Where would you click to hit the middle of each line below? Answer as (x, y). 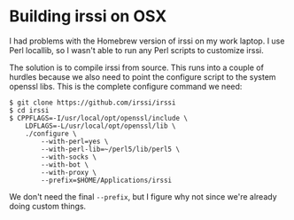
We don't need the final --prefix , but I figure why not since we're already (143, 196)
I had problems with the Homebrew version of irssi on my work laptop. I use (147, 41)
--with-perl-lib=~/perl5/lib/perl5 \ (110, 149)
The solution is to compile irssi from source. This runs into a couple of (136, 67)
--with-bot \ (65, 165)
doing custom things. (48, 206)
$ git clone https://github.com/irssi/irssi (93, 102)
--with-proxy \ (69, 172)
